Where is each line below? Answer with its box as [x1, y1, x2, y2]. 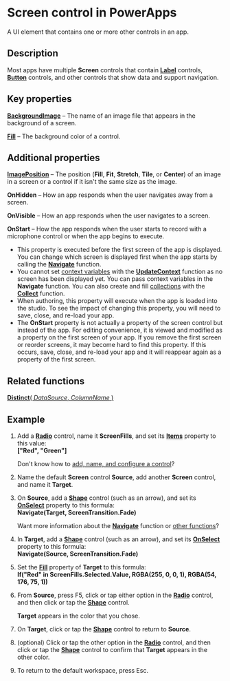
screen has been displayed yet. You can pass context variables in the [16, 275, 214, 283]
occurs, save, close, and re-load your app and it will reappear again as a [16, 348, 222, 356]
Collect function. [16, 289, 65, 297]
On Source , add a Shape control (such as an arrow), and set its [16, 494, 197, 502]
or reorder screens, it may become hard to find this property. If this [16, 341, 207, 349]
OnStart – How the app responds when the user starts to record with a [7, 225, 207, 233]
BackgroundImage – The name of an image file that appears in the [7, 112, 196, 120]
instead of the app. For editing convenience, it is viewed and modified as [16, 326, 223, 335]
